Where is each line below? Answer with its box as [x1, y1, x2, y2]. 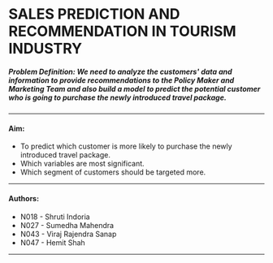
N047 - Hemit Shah [19, 237, 85, 248]
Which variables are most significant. [19, 159, 145, 169]
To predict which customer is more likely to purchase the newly [19, 141, 233, 151]
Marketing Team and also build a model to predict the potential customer [8, 84, 261, 93]
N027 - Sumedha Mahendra [19, 220, 115, 230]
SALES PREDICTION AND [8, 5, 180, 24]
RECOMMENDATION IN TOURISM [8, 22, 237, 41]
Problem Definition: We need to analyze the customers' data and [8, 67, 233, 76]
